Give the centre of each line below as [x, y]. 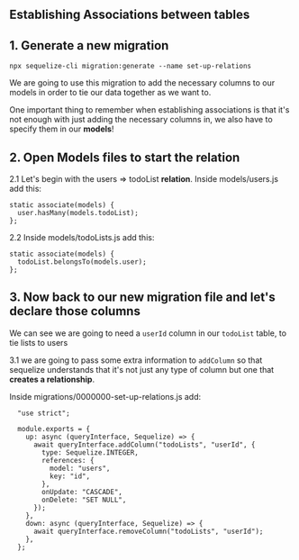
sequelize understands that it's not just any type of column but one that [142, 369]
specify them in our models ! [62, 129]
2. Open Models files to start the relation [125, 157]
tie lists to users [39, 342]
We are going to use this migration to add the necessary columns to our [142, 83]
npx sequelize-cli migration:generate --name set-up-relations [131, 67]
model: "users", [80, 468]
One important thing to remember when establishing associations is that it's [149, 110]
